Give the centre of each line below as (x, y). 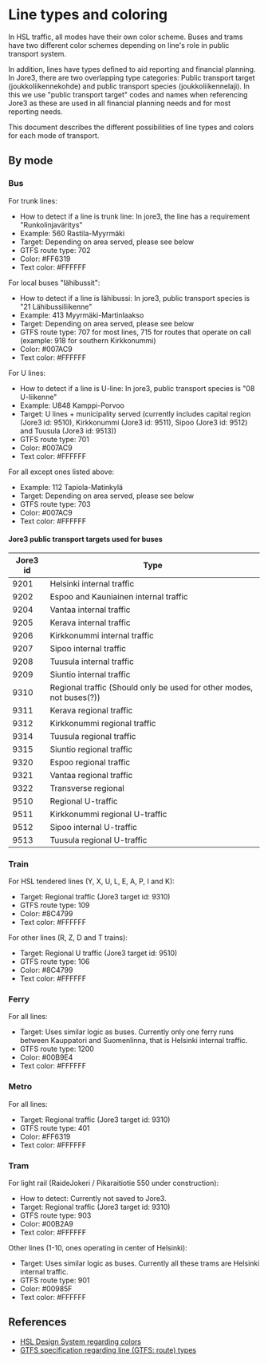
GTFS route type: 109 (55, 905)
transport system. (37, 53)
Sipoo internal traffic (88, 648)
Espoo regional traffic (90, 762)
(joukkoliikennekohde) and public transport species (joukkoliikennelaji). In (129, 86)
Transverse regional (87, 788)
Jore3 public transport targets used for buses (85, 539)
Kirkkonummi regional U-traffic (108, 814)
